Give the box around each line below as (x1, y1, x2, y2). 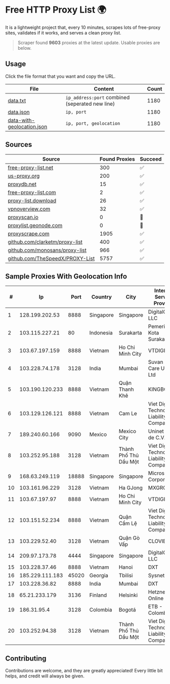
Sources (5, 140, 32, 149)
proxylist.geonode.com (8, 222, 63, 229)
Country (91, 293, 112, 300)
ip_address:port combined (65, 94, 130, 101)
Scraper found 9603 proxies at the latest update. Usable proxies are (17, 39, 160, 46)
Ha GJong (118, 484, 143, 491)
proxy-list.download (8, 197, 57, 204)
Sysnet (148, 572, 165, 579)
